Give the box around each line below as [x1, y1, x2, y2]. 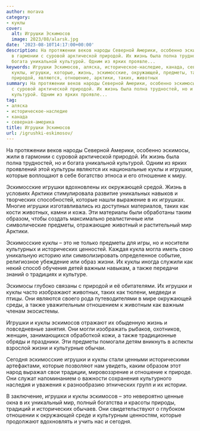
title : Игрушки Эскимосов [6, 125, 70, 131]
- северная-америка [6, 119, 55, 125]
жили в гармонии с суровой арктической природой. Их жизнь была [6, 153, 180, 160]
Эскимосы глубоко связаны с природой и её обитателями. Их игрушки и [6, 282, 192, 289]
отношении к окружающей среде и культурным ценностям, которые [6, 411, 182, 419]
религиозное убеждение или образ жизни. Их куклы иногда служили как [6, 258, 193, 265]
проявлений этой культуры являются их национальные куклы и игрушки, [6, 165, 193, 172]
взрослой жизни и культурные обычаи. [6, 344, 106, 351]
